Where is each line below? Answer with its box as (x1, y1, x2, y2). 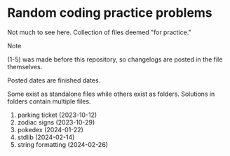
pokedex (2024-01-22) (17, 125, 84, 134)
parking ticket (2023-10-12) (17, 111, 97, 119)
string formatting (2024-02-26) (17, 140, 109, 148)
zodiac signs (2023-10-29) (17, 118, 95, 127)
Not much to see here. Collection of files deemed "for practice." (7, 28, 191, 36)
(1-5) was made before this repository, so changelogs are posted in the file (7, 55, 223, 64)
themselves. (7, 62, 43, 71)
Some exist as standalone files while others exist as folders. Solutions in (7, 90, 215, 98)
